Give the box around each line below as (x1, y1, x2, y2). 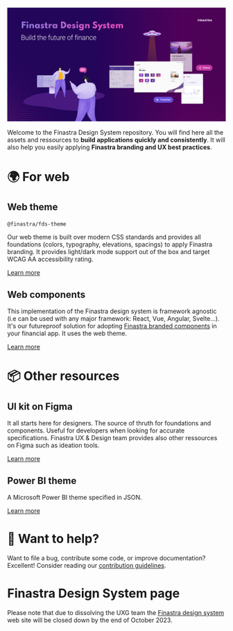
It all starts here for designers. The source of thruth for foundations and (7, 419, 212, 428)
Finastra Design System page (7, 586, 180, 601)
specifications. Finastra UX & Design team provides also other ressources (7, 434, 218, 442)
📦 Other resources (7, 369, 120, 384)
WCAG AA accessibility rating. (7, 255, 94, 264)
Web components (7, 289, 85, 301)
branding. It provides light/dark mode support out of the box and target (7, 248, 210, 256)
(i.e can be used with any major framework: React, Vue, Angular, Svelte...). (7, 314, 220, 323)
